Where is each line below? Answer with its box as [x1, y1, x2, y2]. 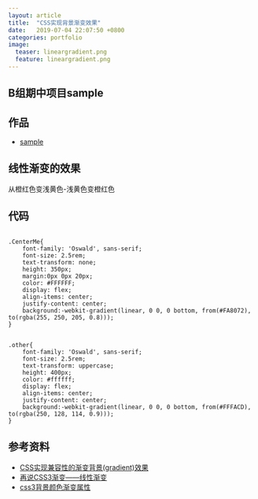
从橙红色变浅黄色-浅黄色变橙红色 [8, 184, 116, 194]
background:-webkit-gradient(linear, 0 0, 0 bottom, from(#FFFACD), [22, 403, 252, 411]
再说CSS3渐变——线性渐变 [19, 472, 108, 482]
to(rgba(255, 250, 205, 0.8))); [8, 313, 114, 321]
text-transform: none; [22, 258, 97, 266]
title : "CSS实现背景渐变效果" [8, 19, 101, 27]
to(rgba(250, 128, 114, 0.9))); [8, 410, 114, 418]
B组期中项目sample [8, 87, 104, 100]
